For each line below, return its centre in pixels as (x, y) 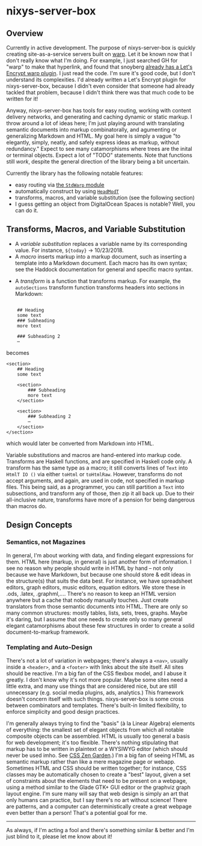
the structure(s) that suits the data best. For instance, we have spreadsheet (99, 581)
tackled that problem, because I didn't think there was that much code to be (100, 92)
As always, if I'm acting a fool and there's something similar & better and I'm (100, 830)
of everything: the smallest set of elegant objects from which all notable (95, 729)
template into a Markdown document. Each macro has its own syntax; (101, 263)
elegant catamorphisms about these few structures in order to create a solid (100, 625)
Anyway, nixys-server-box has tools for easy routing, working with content (99, 110)
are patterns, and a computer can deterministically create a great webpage (99, 806)
